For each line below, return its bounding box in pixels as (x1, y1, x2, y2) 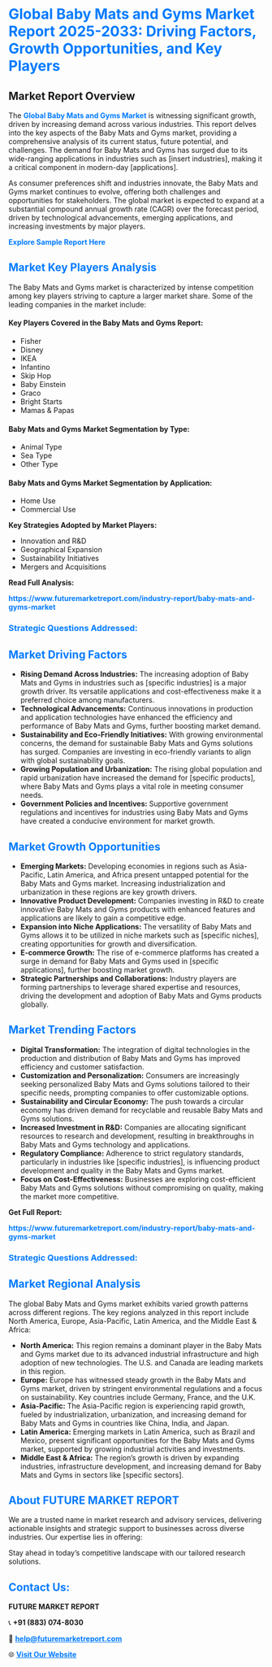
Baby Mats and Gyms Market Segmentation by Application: (8, 477, 213, 488)
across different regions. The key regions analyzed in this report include (8, 1307, 249, 1317)
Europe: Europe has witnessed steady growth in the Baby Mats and (19, 1375, 246, 1385)
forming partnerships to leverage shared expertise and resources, (19, 981, 241, 992)
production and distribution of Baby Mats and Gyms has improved (19, 1053, 241, 1063)
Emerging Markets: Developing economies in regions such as (19, 861, 228, 871)
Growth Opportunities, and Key (8, 40, 222, 58)
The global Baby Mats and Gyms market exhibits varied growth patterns (8, 1299, 249, 1308)
